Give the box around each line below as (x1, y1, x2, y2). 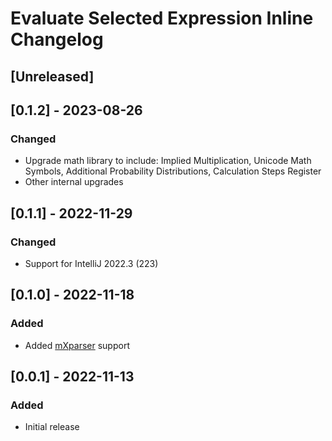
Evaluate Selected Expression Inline (10, 7, 314, 30)
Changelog (10, 28, 104, 51)
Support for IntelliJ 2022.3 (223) (24, 257, 159, 269)
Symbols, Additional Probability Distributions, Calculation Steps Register (24, 165, 322, 177)
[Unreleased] (10, 68, 95, 85)
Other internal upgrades (24, 176, 124, 188)
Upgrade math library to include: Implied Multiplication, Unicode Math (24, 155, 312, 167)
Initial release (24, 421, 80, 433)
